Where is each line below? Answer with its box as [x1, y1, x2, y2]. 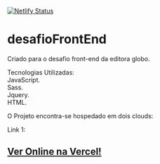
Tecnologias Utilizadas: [7, 68, 75, 77]
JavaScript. [7, 75, 41, 84]
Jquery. [7, 90, 29, 99]
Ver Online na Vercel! [7, 146, 102, 158]
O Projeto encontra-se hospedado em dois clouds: [7, 111, 154, 120]
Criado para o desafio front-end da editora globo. [7, 54, 151, 63]
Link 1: [7, 125, 26, 134]
